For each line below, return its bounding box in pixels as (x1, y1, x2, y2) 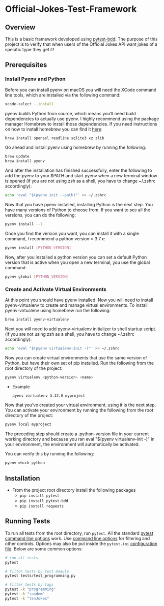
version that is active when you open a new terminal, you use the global (5, 259, 150, 265)
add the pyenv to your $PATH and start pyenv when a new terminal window (5, 173, 158, 179)
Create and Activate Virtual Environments (5, 286, 107, 292)
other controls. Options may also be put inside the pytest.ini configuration (5, 541, 158, 546)
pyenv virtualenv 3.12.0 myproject (12, 393, 85, 398)
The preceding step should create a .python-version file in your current (5, 431, 149, 437)
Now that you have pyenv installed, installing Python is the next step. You (5, 202, 153, 208)
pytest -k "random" (5, 592, 45, 597)
